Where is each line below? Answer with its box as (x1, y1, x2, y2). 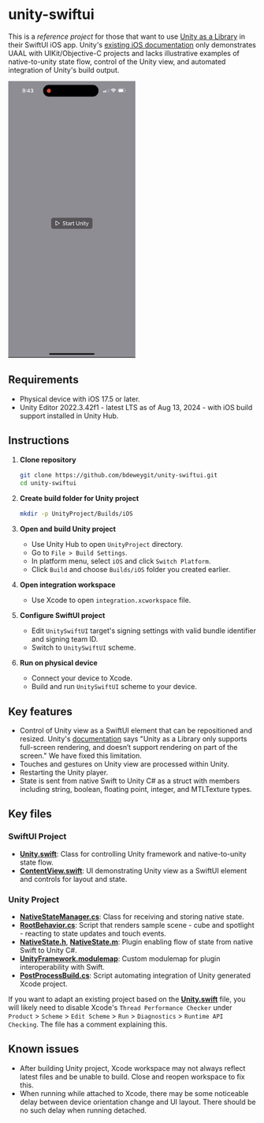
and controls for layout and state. (19, 874, 128, 884)
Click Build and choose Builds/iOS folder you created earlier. (31, 565, 231, 575)
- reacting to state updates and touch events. (19, 929, 167, 938)
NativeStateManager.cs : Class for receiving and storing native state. (19, 911, 244, 921)
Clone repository (19, 454, 76, 464)
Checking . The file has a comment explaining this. (8, 1019, 168, 1029)
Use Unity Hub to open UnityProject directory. (31, 540, 184, 549)
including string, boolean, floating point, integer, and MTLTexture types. (19, 785, 252, 793)
